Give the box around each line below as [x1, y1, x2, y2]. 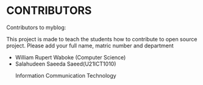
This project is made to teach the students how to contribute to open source [6, 35, 198, 42]
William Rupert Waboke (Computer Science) [15, 53, 126, 61]
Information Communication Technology [15, 72, 117, 79]
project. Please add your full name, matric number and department [6, 42, 174, 49]
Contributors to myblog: [6, 24, 66, 31]
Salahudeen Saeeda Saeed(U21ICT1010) [15, 60, 116, 67]
